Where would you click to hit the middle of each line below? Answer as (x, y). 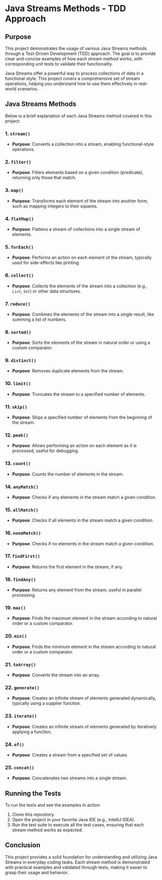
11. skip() (16, 406)
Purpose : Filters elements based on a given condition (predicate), (78, 173)
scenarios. (28, 89)
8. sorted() (18, 332)
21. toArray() (21, 664)
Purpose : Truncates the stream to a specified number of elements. (79, 394)
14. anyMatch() (22, 487)
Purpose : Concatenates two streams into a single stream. (70, 778)
